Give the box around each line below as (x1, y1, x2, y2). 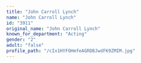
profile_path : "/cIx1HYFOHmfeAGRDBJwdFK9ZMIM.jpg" (6, 48, 136, 54)
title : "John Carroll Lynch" (6, 8, 79, 15)
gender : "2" (6, 37, 36, 43)
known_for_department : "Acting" (6, 31, 87, 37)
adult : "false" (6, 43, 44, 49)
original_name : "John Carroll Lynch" (6, 25, 101, 32)
